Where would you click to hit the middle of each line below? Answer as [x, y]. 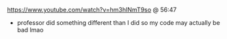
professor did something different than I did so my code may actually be [118, 23]
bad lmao [30, 30]
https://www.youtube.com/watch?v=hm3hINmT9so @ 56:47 [92, 10]
